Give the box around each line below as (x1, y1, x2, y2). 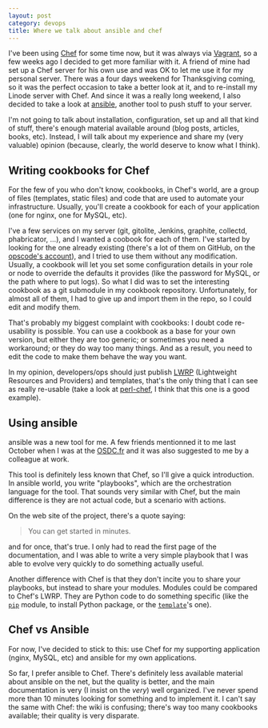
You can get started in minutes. (27, 526, 131, 536)
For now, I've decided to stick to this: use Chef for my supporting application (8, 644, 260, 654)
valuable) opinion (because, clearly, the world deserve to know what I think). (8, 141, 261, 150)
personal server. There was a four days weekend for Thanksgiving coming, (8, 74, 256, 84)
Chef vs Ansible (8, 623, 90, 637)
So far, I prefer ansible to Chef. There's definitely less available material (8, 668, 243, 678)
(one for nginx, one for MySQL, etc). (8, 210, 128, 220)
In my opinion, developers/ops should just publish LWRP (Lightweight (8, 367, 238, 377)
